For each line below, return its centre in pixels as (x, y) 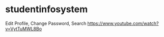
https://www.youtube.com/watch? (123, 23)
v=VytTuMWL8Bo (24, 28)
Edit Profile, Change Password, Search (46, 23)
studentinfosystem (47, 9)
